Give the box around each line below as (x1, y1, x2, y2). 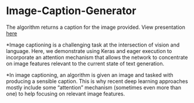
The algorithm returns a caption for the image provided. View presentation (6, 24, 186, 31)
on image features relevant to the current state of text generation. (6, 60, 165, 67)
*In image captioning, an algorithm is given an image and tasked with (6, 71, 174, 78)
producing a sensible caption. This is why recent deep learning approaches (6, 78, 189, 85)
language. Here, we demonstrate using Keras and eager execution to (6, 47, 172, 54)
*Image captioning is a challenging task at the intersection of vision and (6, 41, 180, 48)
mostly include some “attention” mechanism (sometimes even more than (6, 84, 182, 91)
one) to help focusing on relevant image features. (6, 90, 125, 97)
